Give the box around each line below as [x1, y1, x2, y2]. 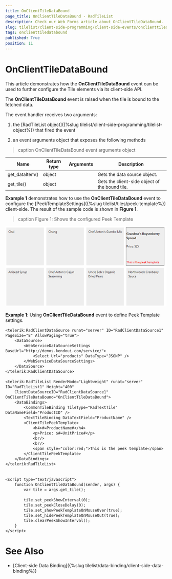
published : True [5, 35, 40, 41]
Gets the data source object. [97, 171, 158, 177]
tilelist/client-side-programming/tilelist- [80, 121, 163, 128]
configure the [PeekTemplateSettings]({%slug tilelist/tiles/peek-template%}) [5, 201, 166, 207]
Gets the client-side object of [97, 178, 160, 185]
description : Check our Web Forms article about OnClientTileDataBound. [5, 19, 164, 24]
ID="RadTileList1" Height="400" [5, 384, 74, 389]
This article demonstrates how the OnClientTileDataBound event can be [5, 80, 159, 87]
